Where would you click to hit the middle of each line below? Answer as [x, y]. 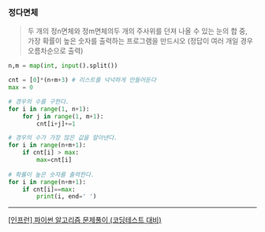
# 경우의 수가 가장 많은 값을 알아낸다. [63, 138]
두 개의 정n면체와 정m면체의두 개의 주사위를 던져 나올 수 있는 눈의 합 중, [138, 31]
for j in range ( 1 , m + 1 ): [63, 116]
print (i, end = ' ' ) [67, 196]
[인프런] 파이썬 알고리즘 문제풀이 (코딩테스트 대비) [85, 220]
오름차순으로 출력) [55, 51]
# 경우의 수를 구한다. [39, 101]
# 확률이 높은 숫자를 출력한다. [51, 174]
